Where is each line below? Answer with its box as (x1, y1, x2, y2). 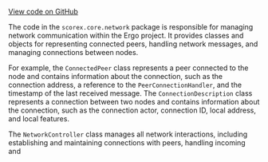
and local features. (8, 114, 70, 123)
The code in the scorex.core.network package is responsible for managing (8, 22, 254, 31)
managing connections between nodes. (8, 48, 139, 57)
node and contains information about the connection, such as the (8, 72, 223, 81)
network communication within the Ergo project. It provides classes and (8, 31, 244, 40)
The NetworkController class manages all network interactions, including (8, 129, 248, 139)
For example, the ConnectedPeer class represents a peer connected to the (8, 63, 249, 73)
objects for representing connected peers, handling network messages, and (8, 39, 258, 49)
